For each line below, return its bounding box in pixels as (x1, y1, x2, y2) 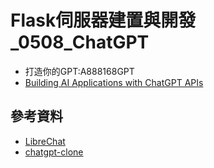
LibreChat (24, 135, 66, 147)
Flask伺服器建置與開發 (10, 9, 197, 32)
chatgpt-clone (24, 146, 84, 158)
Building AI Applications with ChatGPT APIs (24, 76, 204, 88)
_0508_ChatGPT (10, 31, 150, 54)
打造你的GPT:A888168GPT (24, 65, 135, 77)
